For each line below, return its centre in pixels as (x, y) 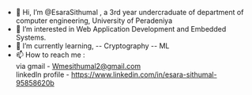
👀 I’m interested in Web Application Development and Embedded (121, 29)
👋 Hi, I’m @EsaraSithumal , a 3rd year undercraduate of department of (130, 12)
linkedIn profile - (42, 74)
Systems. (31, 37)
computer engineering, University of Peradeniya (94, 21)
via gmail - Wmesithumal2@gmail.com (78, 66)
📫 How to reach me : (50, 55)
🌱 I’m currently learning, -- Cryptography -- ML (92, 46)
